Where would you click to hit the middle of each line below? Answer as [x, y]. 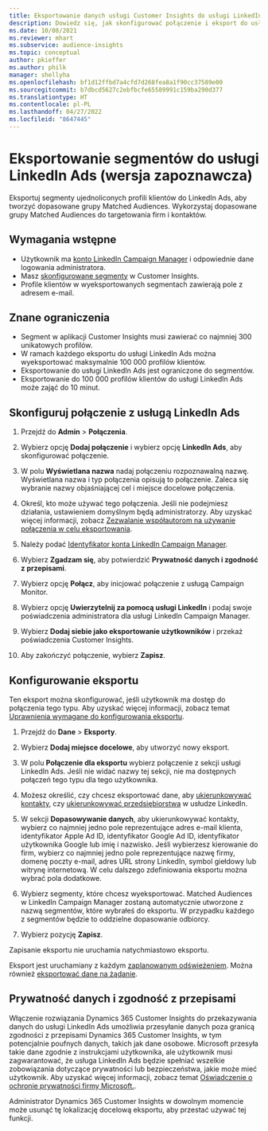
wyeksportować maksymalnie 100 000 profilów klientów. [113, 362]
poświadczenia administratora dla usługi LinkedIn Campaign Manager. [135, 616]
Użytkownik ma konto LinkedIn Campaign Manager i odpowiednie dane [137, 259]
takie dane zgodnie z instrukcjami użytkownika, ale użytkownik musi [121, 1051]
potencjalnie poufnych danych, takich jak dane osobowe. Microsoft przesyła [134, 1043]
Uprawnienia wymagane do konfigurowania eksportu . [97, 717]
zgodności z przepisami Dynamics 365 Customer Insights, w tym [115, 1035]
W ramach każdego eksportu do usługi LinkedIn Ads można [118, 354]
